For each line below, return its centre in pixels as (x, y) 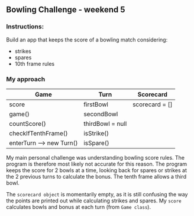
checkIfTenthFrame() (38, 133)
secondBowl (101, 114)
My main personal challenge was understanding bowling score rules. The (96, 157)
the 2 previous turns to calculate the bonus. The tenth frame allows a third (96, 176)
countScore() (28, 123)
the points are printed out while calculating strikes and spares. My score (94, 201)
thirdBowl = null (105, 123)
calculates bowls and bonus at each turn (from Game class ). (79, 207)
